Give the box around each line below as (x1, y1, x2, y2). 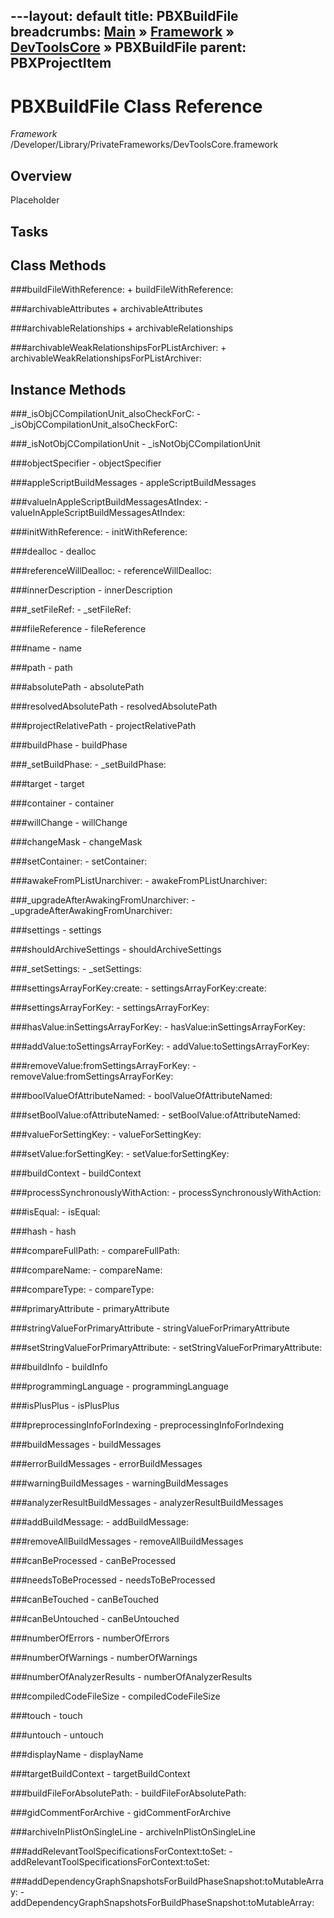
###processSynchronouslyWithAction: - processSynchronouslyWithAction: (10, 1187, 322, 1199)
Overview (10, 167, 73, 184)
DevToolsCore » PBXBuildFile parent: (10, 39, 247, 56)
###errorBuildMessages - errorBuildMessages (10, 1458, 203, 1470)
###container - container (10, 797, 115, 809)
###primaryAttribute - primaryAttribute (10, 1303, 170, 1315)
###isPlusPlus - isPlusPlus (10, 1400, 120, 1412)
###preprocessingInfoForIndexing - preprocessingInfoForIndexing (10, 1419, 285, 1431)
